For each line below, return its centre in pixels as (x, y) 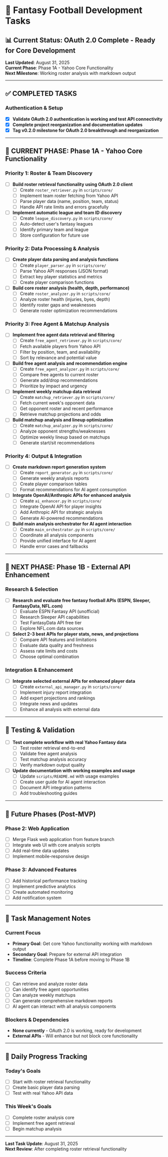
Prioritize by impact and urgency (53, 386)
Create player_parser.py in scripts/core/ (63, 265)
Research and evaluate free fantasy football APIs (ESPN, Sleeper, (81, 600)
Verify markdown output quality (52, 765)
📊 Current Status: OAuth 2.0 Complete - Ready (80, 40)
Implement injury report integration (56, 692)
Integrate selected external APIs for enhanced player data (74, 681)
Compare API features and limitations (58, 640)
